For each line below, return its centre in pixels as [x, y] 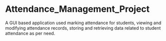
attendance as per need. [30, 33]
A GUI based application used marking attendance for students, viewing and [83, 23]
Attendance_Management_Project [78, 9]
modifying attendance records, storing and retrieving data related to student [83, 28]
